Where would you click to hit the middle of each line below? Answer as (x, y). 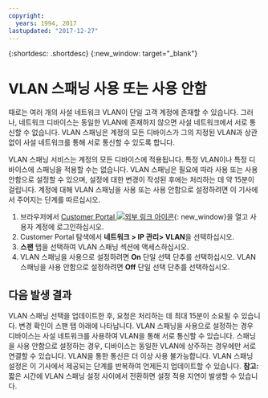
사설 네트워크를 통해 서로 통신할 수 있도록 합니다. (99, 142)
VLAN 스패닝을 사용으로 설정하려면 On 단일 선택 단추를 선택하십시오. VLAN (138, 257)
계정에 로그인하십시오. (69, 227)
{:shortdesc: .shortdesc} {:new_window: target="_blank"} (103, 54)
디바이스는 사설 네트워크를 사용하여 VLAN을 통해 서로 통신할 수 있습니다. (122, 336)
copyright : (26, 16)
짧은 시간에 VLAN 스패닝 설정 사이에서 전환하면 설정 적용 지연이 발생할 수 (122, 376)
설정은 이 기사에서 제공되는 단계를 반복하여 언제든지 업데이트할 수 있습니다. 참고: (134, 366)
